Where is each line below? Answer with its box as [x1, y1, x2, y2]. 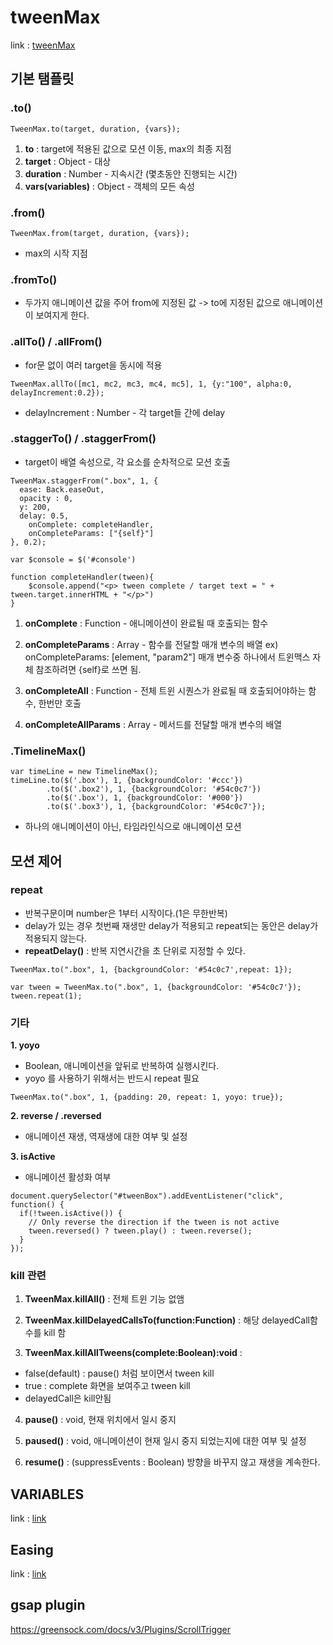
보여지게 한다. [35, 309, 90, 321]
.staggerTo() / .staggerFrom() [10, 432, 157, 446]
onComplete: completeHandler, [28, 519, 155, 530]
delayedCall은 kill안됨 [24, 1392, 112, 1405]
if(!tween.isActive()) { [19, 1209, 123, 1219]
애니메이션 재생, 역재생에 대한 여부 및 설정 [24, 1131, 188, 1143]
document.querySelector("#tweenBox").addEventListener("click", [10, 1191, 284, 1201]
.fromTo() [10, 272, 58, 286]
